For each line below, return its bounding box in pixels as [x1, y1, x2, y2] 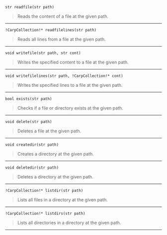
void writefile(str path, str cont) [5, 51, 81, 56]
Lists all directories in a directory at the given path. [17, 220, 121, 226]
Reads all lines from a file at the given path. [17, 36, 106, 42]
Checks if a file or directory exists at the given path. [17, 105, 123, 111]
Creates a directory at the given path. [17, 151, 94, 157]
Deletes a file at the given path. [17, 128, 82, 134]
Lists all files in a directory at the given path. [17, 197, 108, 203]
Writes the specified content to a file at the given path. [17, 59, 129, 65]
